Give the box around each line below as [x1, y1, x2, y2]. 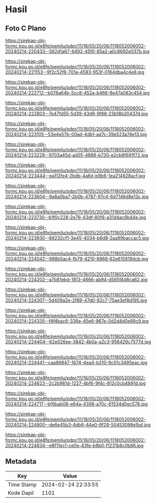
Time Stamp [8, 481, 37, 488]
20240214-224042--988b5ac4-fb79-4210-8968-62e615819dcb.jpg [5, 256, 148, 261]
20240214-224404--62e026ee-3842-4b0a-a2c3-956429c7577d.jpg [5, 339, 151, 345]
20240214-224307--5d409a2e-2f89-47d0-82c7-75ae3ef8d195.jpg [5, 297, 147, 303]
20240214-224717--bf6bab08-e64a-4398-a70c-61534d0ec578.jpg [5, 401, 148, 407]
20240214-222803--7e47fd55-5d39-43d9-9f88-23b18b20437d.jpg [5, 111, 148, 116]
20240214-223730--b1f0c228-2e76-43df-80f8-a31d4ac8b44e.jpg [5, 214, 146, 220]
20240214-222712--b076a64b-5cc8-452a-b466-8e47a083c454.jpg [5, 90, 150, 95]
